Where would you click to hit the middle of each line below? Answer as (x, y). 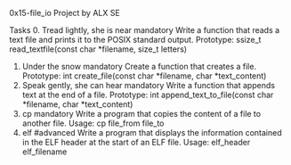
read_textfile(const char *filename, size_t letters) (98, 49)
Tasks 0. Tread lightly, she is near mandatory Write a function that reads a (145, 30)
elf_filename (44, 152)
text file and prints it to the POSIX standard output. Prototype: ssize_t (135, 40)
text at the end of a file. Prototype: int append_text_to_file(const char (148, 95)
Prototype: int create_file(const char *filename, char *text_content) (144, 76)
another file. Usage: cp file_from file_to (93, 123)
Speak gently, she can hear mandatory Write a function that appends (149, 85)
